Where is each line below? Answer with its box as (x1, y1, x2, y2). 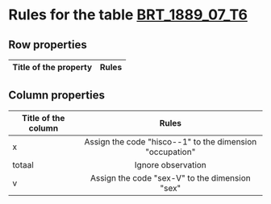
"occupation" (144, 146, 196, 157)
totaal (12, 159, 34, 170)
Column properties (8, 89, 105, 102)
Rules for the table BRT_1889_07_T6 (8, 6, 248, 24)
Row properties (8, 38, 87, 52)
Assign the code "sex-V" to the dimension (90, 172, 252, 183)
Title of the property (12, 62, 93, 73)
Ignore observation (134, 159, 207, 170)
